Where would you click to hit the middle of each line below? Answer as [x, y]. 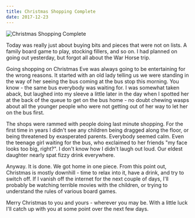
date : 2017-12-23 [27, 17]
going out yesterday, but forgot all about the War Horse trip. [78, 57]
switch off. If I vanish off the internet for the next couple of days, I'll [87, 179]
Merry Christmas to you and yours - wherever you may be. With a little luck [97, 202]
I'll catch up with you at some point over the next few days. [77, 209]
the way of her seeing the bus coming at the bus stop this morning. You [93, 81]
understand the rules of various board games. [62, 191]
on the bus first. [25, 113]
